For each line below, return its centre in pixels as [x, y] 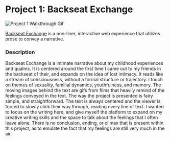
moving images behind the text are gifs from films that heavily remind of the [85, 90]
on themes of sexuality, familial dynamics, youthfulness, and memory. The [83, 85]
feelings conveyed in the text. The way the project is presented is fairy [79, 96]
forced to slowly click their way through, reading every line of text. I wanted [85, 107]
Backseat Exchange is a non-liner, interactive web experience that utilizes [83, 33]
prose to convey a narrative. [35, 39]
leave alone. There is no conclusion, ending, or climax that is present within [84, 123]
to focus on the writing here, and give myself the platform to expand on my [84, 112]
